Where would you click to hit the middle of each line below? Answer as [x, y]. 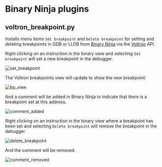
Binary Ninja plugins [47, 9]
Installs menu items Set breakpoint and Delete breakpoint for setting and [80, 39]
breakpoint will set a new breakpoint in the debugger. [59, 59]
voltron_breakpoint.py [40, 27]
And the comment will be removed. [40, 150]
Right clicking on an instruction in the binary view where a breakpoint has [79, 121]
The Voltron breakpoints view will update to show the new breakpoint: [76, 78]
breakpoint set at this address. [36, 102]
